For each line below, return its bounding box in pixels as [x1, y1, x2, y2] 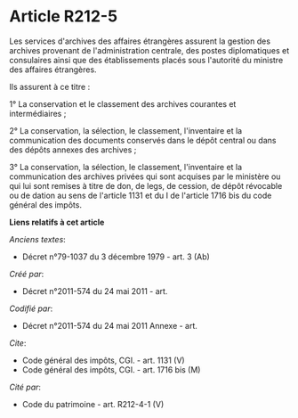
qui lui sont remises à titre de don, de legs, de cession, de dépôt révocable [9, 180, 283, 191]
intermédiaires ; [9, 108, 67, 119]
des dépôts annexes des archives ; [9, 144, 137, 155]
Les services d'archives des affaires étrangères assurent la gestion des [9, 36, 271, 46]
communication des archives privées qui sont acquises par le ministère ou [9, 171, 281, 182]
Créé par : [9, 268, 44, 279]
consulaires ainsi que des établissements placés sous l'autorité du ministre [9, 54, 284, 65]
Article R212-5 [9, 6, 118, 27]
